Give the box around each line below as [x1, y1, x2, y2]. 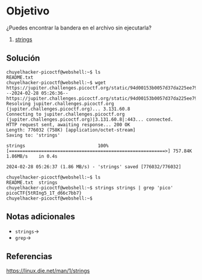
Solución [6, 53, 40, 64]
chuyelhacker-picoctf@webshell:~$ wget [6, 79, 106, 85]
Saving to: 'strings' [6, 132, 61, 138]
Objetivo [6, 4, 50, 18]
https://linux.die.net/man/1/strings [6, 267, 90, 275]
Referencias [6, 251, 53, 261]
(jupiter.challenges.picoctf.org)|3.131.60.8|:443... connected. [6, 116, 173, 123]
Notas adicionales [6, 212, 75, 222]
